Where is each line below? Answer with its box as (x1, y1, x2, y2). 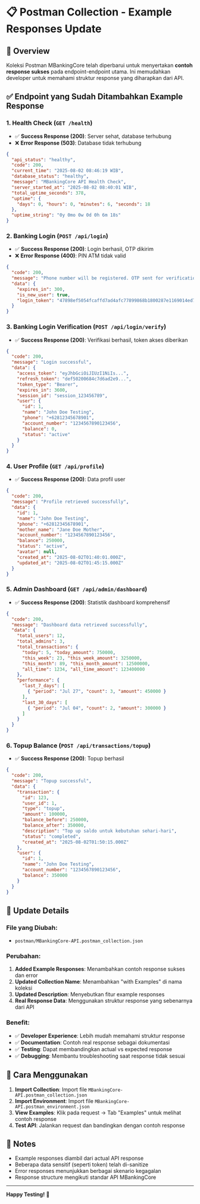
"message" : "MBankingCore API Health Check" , (11, 179, 127, 185)
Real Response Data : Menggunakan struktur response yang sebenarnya (14, 997, 193, 1005)
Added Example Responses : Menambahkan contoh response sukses (14, 966, 186, 973)
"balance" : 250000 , (17, 537, 65, 544)
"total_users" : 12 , (17, 633, 65, 639)
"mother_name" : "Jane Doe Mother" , (17, 527, 105, 533)
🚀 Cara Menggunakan (6, 1070, 88, 1080)
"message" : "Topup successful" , (11, 778, 92, 784)
